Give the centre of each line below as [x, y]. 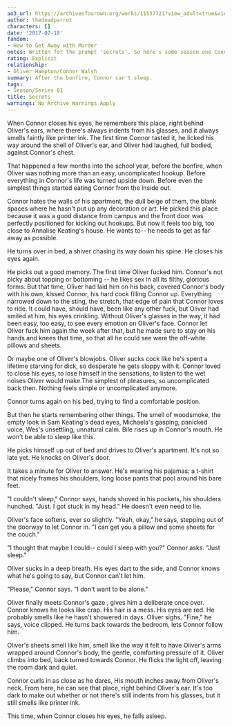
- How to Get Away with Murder [52, 46]
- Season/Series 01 [35, 90]
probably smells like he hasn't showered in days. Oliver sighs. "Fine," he [109, 617]
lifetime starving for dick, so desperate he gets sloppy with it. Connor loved [114, 366]
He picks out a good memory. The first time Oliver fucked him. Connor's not [115, 272]
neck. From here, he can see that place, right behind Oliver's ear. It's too [110, 688]
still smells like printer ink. [44, 702]
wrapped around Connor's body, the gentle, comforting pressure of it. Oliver [116, 652]
